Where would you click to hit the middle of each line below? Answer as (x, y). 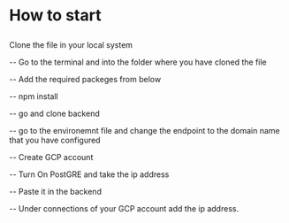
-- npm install (34, 96)
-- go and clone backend (54, 114)
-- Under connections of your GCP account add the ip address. (124, 209)
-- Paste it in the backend (55, 192)
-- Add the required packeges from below (85, 80)
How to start (55, 15)
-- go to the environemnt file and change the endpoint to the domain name (144, 131)
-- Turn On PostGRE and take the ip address (89, 174)
